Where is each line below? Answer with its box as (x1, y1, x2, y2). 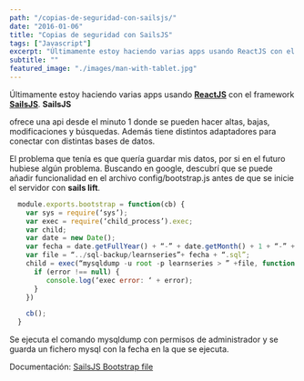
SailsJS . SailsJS (9, 98, 72, 109)
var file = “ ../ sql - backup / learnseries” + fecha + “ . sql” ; (25, 251, 250, 260)
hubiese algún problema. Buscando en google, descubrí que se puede (9, 163, 273, 174)
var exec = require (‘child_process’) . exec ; (25, 216, 194, 226)
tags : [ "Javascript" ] (9, 38, 92, 48)
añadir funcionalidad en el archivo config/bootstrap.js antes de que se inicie (9, 172, 294, 183)
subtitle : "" (9, 55, 59, 65)
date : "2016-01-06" (9, 22, 84, 31)
